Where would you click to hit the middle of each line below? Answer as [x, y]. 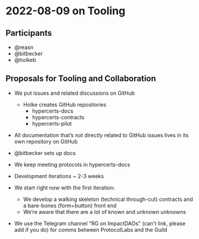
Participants [29, 33]
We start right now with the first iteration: [65, 187]
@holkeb [25, 60]
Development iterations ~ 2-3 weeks [59, 176]
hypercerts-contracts [58, 117]
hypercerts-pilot [52, 123]
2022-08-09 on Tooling [66, 11]
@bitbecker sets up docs [45, 153]
